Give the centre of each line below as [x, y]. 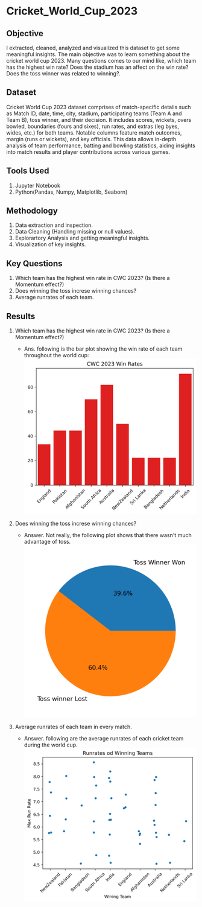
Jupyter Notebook [37, 185]
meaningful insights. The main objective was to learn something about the [98, 54]
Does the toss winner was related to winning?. [64, 73]
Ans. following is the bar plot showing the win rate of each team [103, 349]
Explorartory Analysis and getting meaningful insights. [82, 238]
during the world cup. [51, 745]
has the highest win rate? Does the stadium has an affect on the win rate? [97, 67]
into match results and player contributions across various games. [88, 151]
